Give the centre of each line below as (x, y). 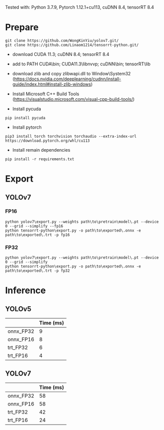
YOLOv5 (18, 309)
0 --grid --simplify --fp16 (34, 226)
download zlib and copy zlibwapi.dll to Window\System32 (71, 73)
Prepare (22, 27)
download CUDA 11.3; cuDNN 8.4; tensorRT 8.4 (61, 54)
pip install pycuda (25, 118)
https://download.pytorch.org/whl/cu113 (48, 141)
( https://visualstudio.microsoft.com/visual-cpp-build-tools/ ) (74, 99)
